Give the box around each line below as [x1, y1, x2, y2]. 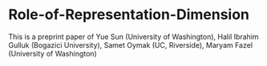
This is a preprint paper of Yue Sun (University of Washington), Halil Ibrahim [8, 32, 259, 41]
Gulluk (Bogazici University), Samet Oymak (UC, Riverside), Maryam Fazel [8, 40, 253, 49]
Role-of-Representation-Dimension [8, 6, 250, 24]
